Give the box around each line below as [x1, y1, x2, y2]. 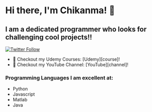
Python [12, 86, 28, 92]
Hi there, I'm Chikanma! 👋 [5, 5, 115, 16]
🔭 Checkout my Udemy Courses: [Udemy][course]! [12, 56, 120, 62]
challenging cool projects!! [5, 33, 92, 41]
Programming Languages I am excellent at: [5, 74, 114, 81]
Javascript [12, 91, 35, 97]
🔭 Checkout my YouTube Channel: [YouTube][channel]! [12, 62, 129, 68]
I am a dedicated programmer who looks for [5, 25, 147, 34]
